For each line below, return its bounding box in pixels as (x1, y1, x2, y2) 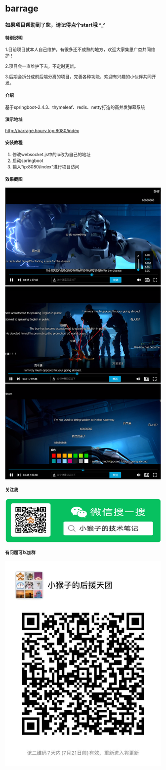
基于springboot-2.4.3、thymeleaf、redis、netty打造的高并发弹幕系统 (5, 104, 145, 110)
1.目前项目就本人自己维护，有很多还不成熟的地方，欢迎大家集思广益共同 (5, 46, 151, 52)
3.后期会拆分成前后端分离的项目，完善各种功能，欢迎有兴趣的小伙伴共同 (5, 74, 152, 80)
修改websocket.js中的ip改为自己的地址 (12, 151, 91, 157)
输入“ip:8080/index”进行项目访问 (12, 163, 80, 169)
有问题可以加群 (5, 549, 36, 556)
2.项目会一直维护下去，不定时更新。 (5, 63, 79, 69)
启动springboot (12, 158, 43, 163)
